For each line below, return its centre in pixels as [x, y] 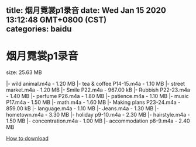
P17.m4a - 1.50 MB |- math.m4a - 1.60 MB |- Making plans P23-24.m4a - [93, 102]
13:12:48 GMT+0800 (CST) [56, 20]
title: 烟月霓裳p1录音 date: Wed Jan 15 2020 [86, 10]
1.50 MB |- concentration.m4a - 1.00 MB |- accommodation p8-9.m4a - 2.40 [98, 121]
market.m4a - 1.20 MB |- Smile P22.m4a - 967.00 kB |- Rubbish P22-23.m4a [98, 90]
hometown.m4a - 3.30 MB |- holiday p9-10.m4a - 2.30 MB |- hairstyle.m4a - [98, 115]
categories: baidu [39, 29]
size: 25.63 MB [24, 72]
